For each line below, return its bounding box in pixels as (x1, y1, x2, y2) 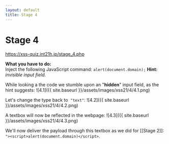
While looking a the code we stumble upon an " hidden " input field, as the (5, 82, 159, 88)
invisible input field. (5, 72, 46, 78)
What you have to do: (5, 61, 51, 67)
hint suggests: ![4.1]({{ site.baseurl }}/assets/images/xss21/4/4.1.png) (5, 87, 150, 93)
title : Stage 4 (5, 12, 38, 17)
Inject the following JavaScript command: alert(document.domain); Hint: (5, 66, 158, 73)
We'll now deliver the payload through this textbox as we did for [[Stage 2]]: (5, 128, 164, 134)
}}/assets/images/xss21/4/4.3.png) (5, 118, 78, 124)
